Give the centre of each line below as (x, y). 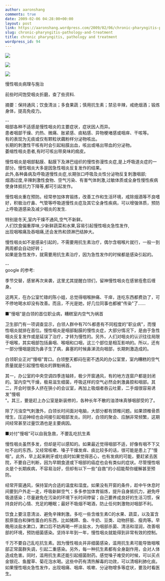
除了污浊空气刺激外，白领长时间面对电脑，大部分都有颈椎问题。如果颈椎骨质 (82, 410)
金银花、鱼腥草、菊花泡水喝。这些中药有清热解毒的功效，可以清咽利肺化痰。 (82, 561)
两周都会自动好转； (25, 248)
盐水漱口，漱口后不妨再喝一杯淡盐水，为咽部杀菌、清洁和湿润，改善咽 (89, 526)
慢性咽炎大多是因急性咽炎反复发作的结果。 (61, 168)
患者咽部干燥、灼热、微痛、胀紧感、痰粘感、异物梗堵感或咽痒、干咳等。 (78, 133)
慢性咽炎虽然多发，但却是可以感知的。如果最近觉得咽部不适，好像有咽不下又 (82, 444)
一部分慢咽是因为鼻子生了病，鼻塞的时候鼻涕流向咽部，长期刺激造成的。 (78, 349)
